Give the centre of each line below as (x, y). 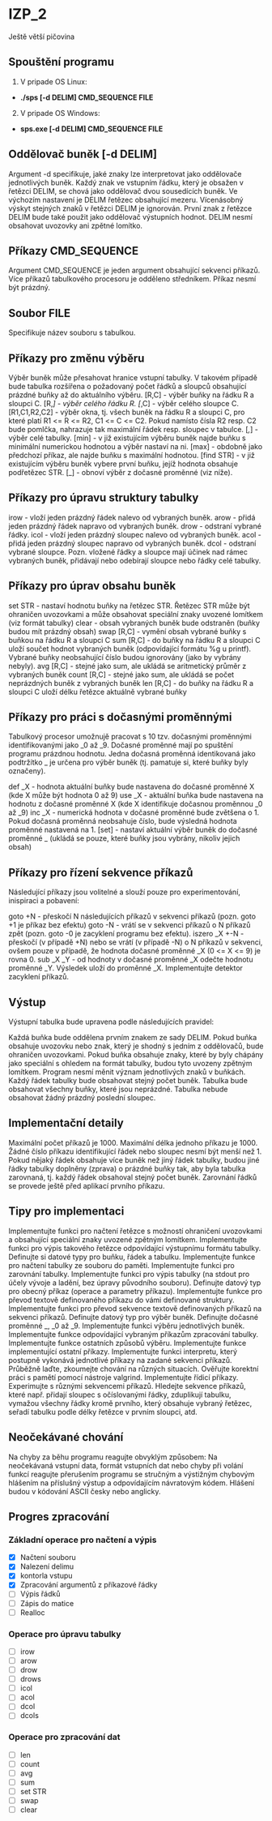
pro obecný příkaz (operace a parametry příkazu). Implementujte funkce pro (136, 1291)
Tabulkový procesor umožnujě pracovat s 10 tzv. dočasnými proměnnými (130, 737)
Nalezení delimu (47, 1566)
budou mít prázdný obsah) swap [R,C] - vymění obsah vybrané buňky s (127, 631)
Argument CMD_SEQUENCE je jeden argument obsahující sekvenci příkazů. (134, 270)
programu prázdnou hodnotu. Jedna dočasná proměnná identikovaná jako (132, 754)
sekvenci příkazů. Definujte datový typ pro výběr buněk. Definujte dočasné (134, 1317)
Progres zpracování (59, 1517)
